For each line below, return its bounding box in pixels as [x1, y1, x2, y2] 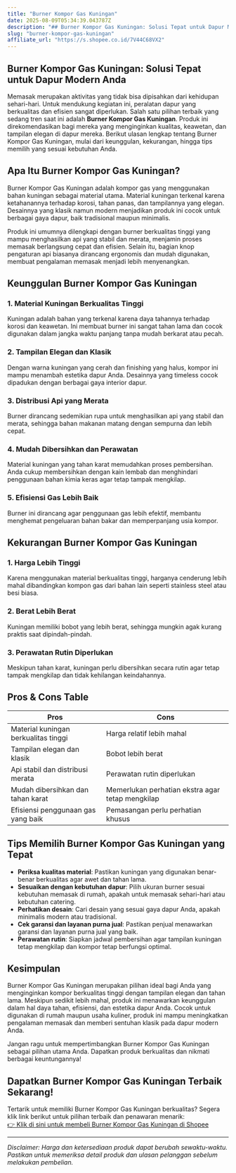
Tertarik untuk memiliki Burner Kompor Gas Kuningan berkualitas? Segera [7, 1105, 220, 1113]
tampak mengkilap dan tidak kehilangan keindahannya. [7, 670, 166, 679]
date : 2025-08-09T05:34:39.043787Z [7, 17, 112, 24]
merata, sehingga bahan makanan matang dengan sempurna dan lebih [7, 420, 212, 428]
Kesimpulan [7, 962, 61, 974]
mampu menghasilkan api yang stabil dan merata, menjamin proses [7, 234, 202, 243]
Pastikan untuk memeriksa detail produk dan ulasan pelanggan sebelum [7, 1150, 218, 1159]
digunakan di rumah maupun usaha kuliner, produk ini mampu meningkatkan [7, 1011, 228, 1020]
